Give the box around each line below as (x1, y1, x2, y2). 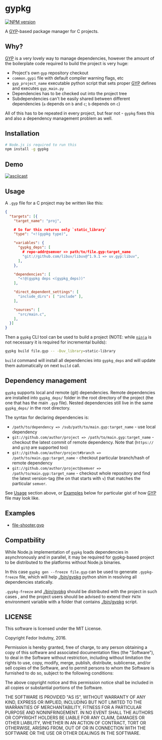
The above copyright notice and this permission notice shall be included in (5, 680, 153, 686)
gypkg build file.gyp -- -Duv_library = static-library (5, 349, 116, 354)
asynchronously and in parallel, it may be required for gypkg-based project (5, 554, 154, 560)
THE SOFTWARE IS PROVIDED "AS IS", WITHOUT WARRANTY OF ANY (5, 694, 146, 700)
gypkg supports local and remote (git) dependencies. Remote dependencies (5, 389, 156, 395)
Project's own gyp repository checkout (12, 70, 88, 76)
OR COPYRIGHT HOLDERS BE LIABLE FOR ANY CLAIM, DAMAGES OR (5, 715, 145, 721)
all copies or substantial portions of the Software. (5, 685, 103, 691)
